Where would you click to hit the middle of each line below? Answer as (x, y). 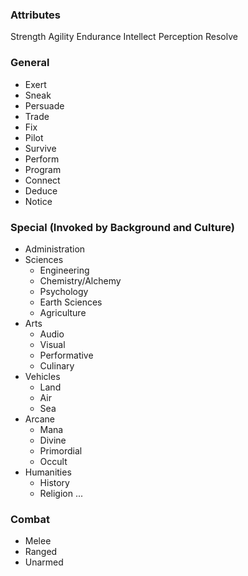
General (30, 63)
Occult (53, 461)
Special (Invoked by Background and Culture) (122, 227)
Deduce (41, 190)
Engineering (64, 270)
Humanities (48, 472)
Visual (52, 344)
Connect (42, 180)
